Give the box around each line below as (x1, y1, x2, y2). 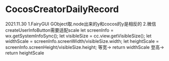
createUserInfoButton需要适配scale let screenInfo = (5, 27, 114, 33)
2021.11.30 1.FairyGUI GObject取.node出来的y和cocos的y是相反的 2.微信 (5, 21, 156, 27)
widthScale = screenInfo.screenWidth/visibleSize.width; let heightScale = (5, 38, 159, 44)
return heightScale (5, 49, 44, 56)
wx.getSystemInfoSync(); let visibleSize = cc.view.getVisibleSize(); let (5, 33, 152, 39)
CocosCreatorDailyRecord (5, 4, 119, 15)
